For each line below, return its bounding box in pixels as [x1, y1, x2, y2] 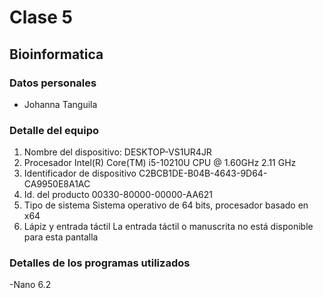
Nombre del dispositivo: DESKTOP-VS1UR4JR [23, 146, 212, 158]
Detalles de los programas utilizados [9, 256, 191, 270]
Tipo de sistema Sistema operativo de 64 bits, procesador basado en [23, 199, 309, 211]
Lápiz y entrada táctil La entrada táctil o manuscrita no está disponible [23, 221, 314, 233]
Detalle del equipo [9, 123, 100, 137]
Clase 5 [9, 6, 73, 29]
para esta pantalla [23, 231, 99, 243]
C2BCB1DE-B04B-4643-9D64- [138, 167, 268, 180]
